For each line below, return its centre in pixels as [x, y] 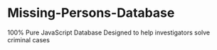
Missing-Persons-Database [91, 13]
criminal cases [28, 39]
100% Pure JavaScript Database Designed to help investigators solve [109, 32]
